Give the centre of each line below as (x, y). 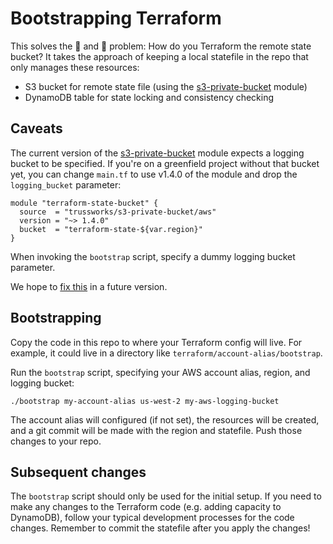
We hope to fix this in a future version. (89, 286)
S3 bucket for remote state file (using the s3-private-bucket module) (166, 86)
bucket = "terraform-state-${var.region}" (111, 229)
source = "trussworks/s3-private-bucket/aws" (118, 212)
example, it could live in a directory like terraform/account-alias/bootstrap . (166, 353)
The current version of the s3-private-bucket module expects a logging (157, 153)
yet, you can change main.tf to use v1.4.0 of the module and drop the (154, 174)
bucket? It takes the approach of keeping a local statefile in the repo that (159, 56)
